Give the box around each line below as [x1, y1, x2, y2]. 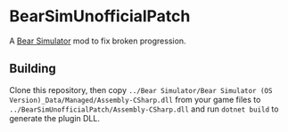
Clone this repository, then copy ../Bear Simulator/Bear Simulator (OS [9, 84, 273, 95]
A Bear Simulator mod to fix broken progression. [9, 35, 186, 46]
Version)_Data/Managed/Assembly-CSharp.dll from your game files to [9, 94, 261, 105]
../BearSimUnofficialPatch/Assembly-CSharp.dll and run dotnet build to [9, 104, 279, 114]
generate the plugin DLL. [9, 113, 101, 123]
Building [9, 61, 56, 76]
